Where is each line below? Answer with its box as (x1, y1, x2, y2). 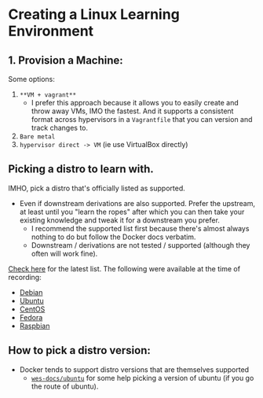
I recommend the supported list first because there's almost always (31, 223, 250, 233)
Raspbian (19, 321, 50, 330)
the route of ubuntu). (31, 381, 99, 391)
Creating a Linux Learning (8, 6, 181, 24)
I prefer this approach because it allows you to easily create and (31, 98, 239, 107)
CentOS (19, 304, 46, 314)
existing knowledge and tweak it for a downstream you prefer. (19, 215, 220, 225)
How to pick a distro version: (8, 344, 152, 357)
